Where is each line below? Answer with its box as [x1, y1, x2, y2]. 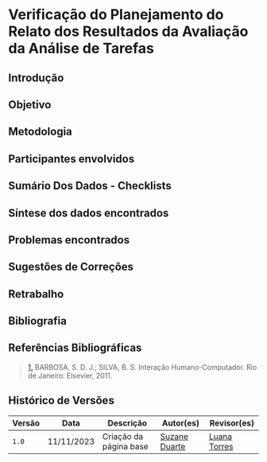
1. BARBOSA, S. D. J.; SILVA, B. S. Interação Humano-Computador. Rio [27, 362, 257, 371]
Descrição [107, 417, 148, 429]
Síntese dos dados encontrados [8, 206, 169, 219]
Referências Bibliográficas [8, 341, 142, 355]
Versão [12, 417, 41, 429]
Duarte [160, 441, 186, 452]
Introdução [8, 71, 64, 84]
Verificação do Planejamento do [8, 6, 224, 24]
